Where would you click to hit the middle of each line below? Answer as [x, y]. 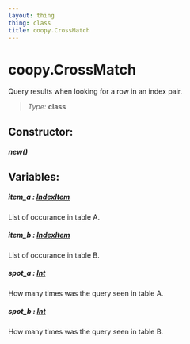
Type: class [47, 107]
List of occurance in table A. [54, 217]
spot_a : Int [27, 273]
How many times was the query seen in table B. [86, 331]
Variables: [34, 176]
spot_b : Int [27, 312]
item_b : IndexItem [39, 235]
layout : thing [32, 15]
